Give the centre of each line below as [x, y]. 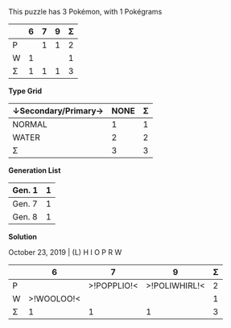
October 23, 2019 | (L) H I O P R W [65, 252]
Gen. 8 [25, 217]
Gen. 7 [25, 204]
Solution [23, 237]
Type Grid [25, 91]
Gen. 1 [25, 190]
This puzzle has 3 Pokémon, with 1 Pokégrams [85, 12]
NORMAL [30, 124]
